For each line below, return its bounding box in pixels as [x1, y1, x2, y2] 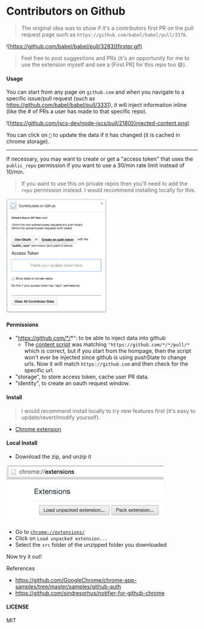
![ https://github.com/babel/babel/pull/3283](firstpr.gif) [6, 43, 143, 50]
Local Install [6, 439, 38, 447]
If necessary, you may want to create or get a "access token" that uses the [6, 155, 193, 162]
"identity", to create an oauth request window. [15, 380, 131, 387]
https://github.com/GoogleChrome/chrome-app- [15, 576, 137, 583]
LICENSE [6, 603, 29, 611]
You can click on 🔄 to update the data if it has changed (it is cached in [6, 131, 180, 139]
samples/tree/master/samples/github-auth [15, 583, 121, 590]
